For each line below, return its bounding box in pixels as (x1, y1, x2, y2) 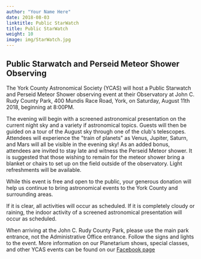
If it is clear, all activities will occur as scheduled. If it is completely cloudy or (6, 202, 195, 209)
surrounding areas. (6, 190, 53, 198)
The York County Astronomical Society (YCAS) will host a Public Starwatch (6, 84, 191, 91)
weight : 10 (6, 31, 34, 37)
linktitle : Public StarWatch (6, 20, 79, 26)
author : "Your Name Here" (6, 8, 71, 15)
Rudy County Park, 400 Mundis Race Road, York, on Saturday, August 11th (6, 97, 190, 104)
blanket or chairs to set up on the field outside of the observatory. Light (6, 160, 182, 167)
